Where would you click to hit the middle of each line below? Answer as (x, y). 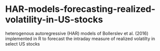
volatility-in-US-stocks (54, 20)
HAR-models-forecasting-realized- (80, 9)
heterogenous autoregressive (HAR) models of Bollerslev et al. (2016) (77, 33)
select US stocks (23, 44)
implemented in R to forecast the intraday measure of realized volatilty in (80, 39)
